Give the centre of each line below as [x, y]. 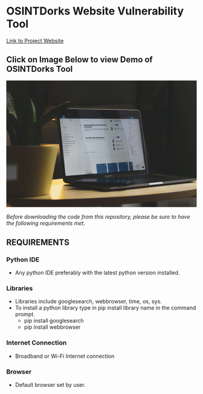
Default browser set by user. [50, 385]
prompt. [25, 314]
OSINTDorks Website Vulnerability [95, 11]
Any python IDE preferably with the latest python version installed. [97, 273]
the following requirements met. [46, 223]
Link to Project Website [35, 40]
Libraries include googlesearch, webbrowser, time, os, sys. [88, 302]
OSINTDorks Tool [40, 69]
